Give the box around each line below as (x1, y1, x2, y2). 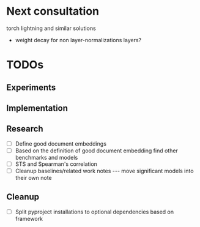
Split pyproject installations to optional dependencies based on (15, 208, 174, 215)
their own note (15, 174, 52, 181)
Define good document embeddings (15, 140, 107, 147)
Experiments (6, 82, 56, 92)
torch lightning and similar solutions (6, 24, 96, 32)
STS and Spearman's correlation (15, 160, 98, 168)
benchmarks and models (15, 154, 78, 161)
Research (6, 124, 44, 134)
